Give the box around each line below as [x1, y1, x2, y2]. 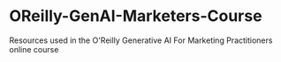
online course [9, 44, 59, 54]
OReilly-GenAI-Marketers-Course [9, 6, 262, 26]
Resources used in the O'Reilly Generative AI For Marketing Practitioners [9, 35, 273, 45]
